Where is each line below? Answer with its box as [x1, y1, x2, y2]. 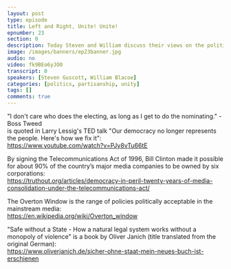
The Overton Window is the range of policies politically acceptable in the [7, 197, 213, 205]
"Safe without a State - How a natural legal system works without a [7, 225, 197, 233]
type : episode [7, 17, 48, 23]
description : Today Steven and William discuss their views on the [7, 42, 205, 49]
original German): [7, 240, 57, 248]
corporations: [7, 169, 46, 177]
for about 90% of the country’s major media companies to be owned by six [7, 162, 219, 170]
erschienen [7, 255, 39, 262]
